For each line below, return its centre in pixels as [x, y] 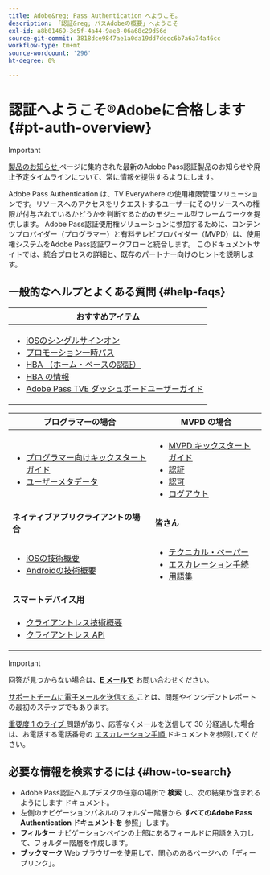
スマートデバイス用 [49, 599]
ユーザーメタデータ [62, 481]
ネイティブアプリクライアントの [72, 517]
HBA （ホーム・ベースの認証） [84, 365]
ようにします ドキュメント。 [67, 803]
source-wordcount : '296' [50, 53]
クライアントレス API [66, 634]
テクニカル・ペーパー [209, 552]
